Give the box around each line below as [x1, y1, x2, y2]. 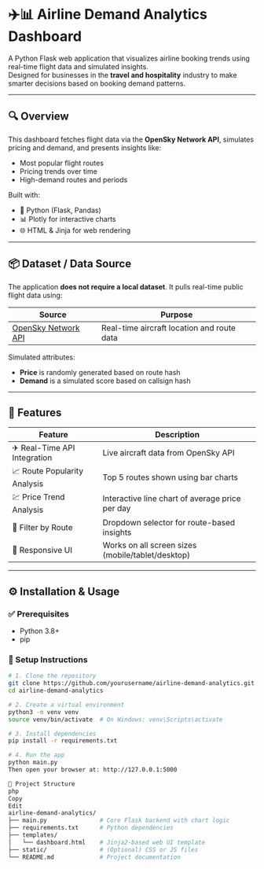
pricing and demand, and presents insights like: [8, 142, 162, 153]
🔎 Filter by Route [12, 522, 73, 533]
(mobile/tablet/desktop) [102, 550, 191, 561]
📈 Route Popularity [12, 466, 84, 477]
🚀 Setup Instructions [8, 654, 88, 665]
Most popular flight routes [19, 158, 104, 168]
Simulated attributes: [8, 352, 75, 362]
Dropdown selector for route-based [102, 517, 236, 528]
